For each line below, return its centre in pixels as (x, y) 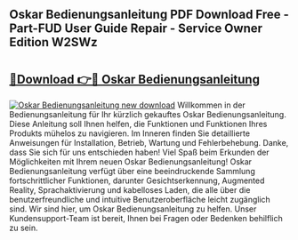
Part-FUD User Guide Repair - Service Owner (136, 29)
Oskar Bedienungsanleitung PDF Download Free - (149, 15)
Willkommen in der (212, 105)
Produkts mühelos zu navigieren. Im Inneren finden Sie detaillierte (130, 133)
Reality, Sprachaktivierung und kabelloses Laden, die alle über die (130, 190)
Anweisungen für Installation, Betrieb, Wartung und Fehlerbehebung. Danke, (149, 143)
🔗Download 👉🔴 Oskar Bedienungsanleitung (135, 79)
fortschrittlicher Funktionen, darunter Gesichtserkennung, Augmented (137, 180)
